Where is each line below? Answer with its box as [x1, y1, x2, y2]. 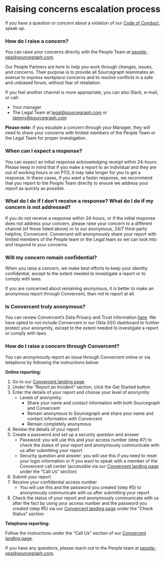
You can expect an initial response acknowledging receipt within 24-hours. [5, 159, 158, 165]
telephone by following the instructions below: [5, 359, 100, 365]
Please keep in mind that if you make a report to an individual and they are [5, 164, 157, 170]
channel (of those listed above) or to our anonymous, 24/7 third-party [5, 225, 148, 232]
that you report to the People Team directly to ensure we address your [5, 180, 149, 186]
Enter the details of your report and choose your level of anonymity [12, 389, 150, 395]
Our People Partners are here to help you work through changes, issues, [5, 64, 153, 70]
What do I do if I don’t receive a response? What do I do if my [5, 197, 154, 204]
